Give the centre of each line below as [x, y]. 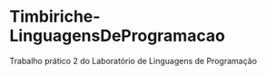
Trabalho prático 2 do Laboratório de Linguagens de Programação [133, 61]
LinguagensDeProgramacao [117, 36]
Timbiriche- [55, 17]
